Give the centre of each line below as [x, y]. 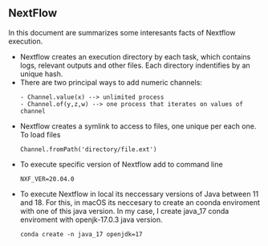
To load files [40, 134]
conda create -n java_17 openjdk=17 [81, 234]
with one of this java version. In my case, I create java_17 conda [124, 211]
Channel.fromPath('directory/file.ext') [88, 149]
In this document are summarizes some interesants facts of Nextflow [122, 32]
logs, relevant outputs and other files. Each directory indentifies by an [135, 65]
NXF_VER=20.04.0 [47, 179]
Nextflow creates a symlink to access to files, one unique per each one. [138, 126]
